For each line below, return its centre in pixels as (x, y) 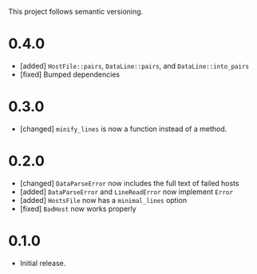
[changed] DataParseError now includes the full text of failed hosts (129, 183)
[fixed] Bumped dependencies (70, 74)
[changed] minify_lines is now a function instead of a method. (123, 129)
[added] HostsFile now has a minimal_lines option (103, 200)
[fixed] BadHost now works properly (78, 208)
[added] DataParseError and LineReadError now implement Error (127, 192)
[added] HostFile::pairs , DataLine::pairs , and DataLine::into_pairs (134, 66)
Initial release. (43, 263)
